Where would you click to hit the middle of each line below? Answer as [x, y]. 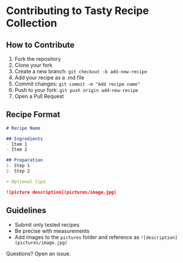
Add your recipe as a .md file [50, 78]
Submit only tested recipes [47, 224]
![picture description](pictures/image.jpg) [61, 192]
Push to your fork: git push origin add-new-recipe [76, 90]
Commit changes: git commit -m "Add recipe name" [77, 84]
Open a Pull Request [39, 96]
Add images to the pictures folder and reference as [77, 237]
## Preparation [25, 160]
